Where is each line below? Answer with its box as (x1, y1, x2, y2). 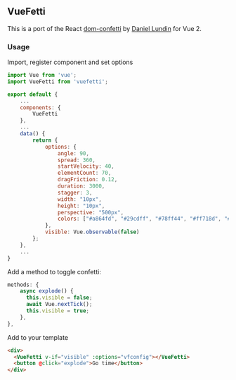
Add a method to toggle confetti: (7, 267, 102, 276)
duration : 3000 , (57, 183, 105, 190)
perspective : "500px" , (57, 209, 124, 216)
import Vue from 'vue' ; (7, 72, 77, 79)
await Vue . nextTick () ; (25, 301, 93, 308)
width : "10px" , (57, 195, 102, 203)
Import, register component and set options (7, 58, 133, 66)
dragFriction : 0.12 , (57, 176, 118, 183)
